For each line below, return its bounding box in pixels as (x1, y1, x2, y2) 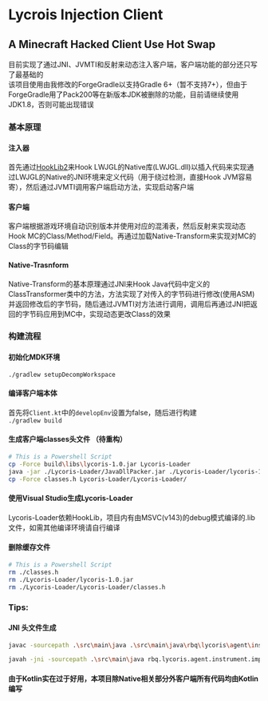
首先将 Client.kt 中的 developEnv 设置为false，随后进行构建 (8, 407, 197, 417)
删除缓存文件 (8, 543, 50, 552)
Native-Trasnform (8, 260, 69, 270)
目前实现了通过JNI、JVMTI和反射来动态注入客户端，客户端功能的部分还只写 (8, 60, 258, 69)
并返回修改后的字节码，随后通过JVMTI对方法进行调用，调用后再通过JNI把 (8, 298, 251, 309)
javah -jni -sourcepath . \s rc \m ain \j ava (8, 655, 145, 663)
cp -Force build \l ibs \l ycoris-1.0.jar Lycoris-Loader (8, 460, 191, 468)
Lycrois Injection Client (8, 6, 164, 24)
